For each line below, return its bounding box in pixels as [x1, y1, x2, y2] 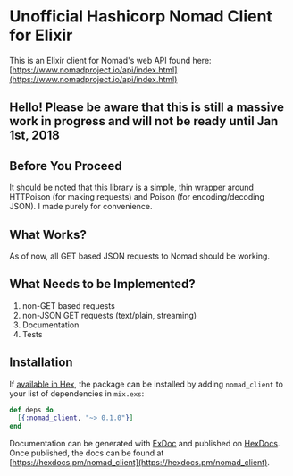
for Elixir [9, 25, 73, 46]
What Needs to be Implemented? [9, 276, 197, 292]
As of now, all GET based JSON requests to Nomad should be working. [9, 251, 271, 261]
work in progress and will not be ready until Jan [9, 114, 279, 129]
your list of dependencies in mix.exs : [9, 387, 145, 399]
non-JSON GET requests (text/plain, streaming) [21, 310, 197, 320]
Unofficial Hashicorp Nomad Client [9, 6, 272, 27]
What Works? [9, 226, 87, 242]
